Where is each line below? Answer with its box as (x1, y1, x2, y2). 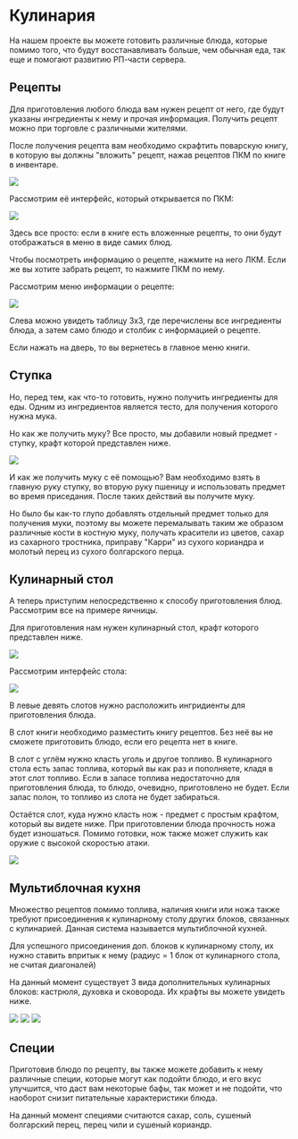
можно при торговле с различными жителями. (9, 123, 188, 133)
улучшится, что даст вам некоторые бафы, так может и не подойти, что (9, 1084, 283, 1093)
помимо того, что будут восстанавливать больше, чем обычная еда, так (9, 44, 286, 55)
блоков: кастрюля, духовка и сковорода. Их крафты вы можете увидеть (9, 986, 286, 998)
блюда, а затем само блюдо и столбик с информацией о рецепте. (9, 324, 261, 336)
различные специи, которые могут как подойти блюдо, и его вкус (9, 1074, 261, 1084)
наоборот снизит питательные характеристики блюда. (9, 1092, 219, 1103)
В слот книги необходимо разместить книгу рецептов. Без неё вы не (9, 727, 274, 738)
